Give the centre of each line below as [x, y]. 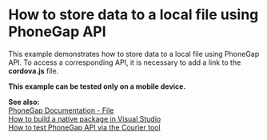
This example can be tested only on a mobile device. [97, 86]
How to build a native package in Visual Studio [85, 118]
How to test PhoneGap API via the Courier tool [85, 127]
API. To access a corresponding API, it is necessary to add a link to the [125, 62]
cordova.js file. [34, 70]
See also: [24, 102]
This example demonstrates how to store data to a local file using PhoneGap [134, 54]
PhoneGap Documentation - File [61, 110]
